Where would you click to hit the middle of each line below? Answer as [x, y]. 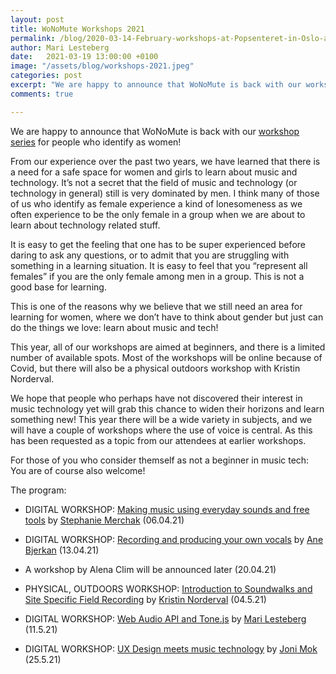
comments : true [42, 94]
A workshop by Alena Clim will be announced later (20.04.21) [150, 569]
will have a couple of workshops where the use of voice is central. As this [161, 430]
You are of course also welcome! [78, 470]
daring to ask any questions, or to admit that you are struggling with [150, 255]
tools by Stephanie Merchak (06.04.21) [104, 520]
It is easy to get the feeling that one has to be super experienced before [158, 244]
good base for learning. [58, 287]
